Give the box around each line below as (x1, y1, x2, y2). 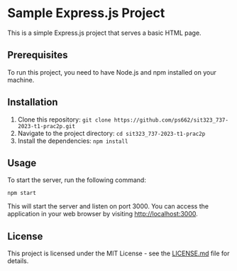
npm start (7, 190, 37, 197)
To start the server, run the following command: (7, 176, 147, 184)
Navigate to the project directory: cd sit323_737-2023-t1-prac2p (17, 129, 206, 137)
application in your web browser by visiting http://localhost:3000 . (7, 210, 199, 218)
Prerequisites (7, 49, 68, 61)
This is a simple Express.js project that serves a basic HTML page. (7, 28, 202, 37)
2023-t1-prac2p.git (17, 122, 76, 129)
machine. (7, 75, 35, 84)
